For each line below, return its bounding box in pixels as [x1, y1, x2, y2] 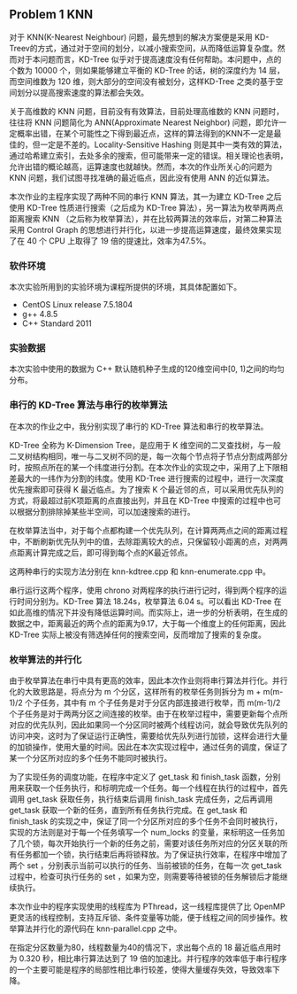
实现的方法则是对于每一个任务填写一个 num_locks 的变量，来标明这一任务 [9, 827, 278, 837]
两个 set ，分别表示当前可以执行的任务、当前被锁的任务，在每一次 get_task [9, 860, 283, 871]
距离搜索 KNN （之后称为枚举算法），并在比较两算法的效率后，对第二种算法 [9, 213, 283, 224]
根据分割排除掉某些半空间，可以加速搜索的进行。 [16, 506, 195, 516]
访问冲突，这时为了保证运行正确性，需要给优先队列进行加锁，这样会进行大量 [9, 731, 288, 741]
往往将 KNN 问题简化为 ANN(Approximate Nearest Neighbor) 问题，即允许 [9, 117, 279, 128]
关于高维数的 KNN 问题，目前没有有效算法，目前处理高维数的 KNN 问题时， [9, 105, 285, 116]
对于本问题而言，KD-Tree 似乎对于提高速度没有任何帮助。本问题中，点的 [16, 53, 282, 65]
